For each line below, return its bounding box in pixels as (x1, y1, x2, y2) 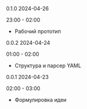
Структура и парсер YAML (14, 62, 81, 69)
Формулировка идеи (14, 97, 66, 103)
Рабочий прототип (14, 28, 61, 35)
